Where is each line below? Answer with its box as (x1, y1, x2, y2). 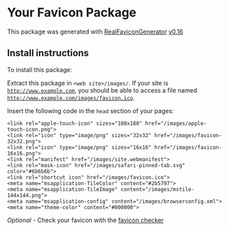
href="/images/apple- (145, 120, 207, 127)
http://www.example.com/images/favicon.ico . (7, 93, 135, 101)
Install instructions (7, 47, 89, 59)
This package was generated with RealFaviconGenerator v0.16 (7, 27, 184, 36)
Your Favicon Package (7, 5, 137, 21)
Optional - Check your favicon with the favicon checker (7, 216, 164, 224)
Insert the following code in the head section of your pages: (7, 106, 174, 114)
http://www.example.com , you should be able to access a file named (7, 86, 197, 94)
